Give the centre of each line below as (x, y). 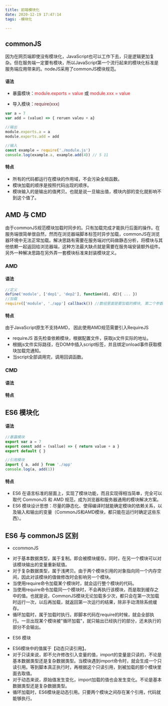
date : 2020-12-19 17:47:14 (33, 15)
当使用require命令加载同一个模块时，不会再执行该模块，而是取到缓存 (83, 590)
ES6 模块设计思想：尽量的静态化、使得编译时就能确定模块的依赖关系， (85, 506)
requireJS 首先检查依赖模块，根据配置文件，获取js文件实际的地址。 (82, 338)
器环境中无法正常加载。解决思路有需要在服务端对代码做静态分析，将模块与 (82, 240)
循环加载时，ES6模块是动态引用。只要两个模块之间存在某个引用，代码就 (86, 692)
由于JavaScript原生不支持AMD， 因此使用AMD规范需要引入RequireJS (77, 328)
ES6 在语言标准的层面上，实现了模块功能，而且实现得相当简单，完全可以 (87, 493)
